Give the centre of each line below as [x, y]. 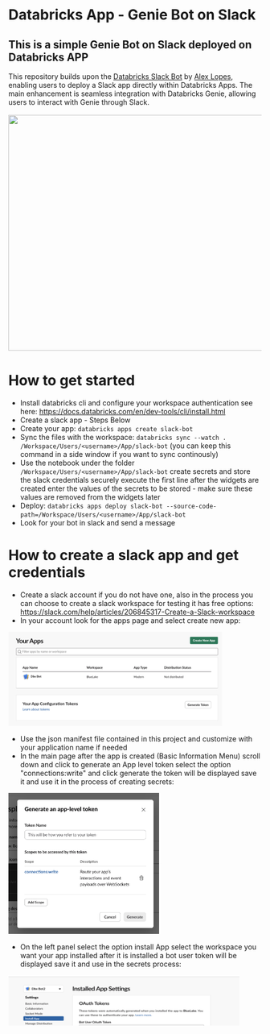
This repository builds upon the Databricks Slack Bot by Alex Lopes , [121, 77]
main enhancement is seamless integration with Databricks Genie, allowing [132, 93]
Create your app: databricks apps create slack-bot [106, 428]
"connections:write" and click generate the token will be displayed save [138, 773]
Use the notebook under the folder [77, 463]
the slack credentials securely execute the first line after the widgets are [139, 480]
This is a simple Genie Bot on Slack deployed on [130, 45]
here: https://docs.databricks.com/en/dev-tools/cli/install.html [123, 411]
